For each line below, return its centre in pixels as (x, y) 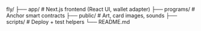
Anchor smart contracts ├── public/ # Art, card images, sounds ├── (92, 15)
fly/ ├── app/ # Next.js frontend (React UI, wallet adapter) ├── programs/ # (101, 9)
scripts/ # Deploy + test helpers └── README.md (68, 22)
